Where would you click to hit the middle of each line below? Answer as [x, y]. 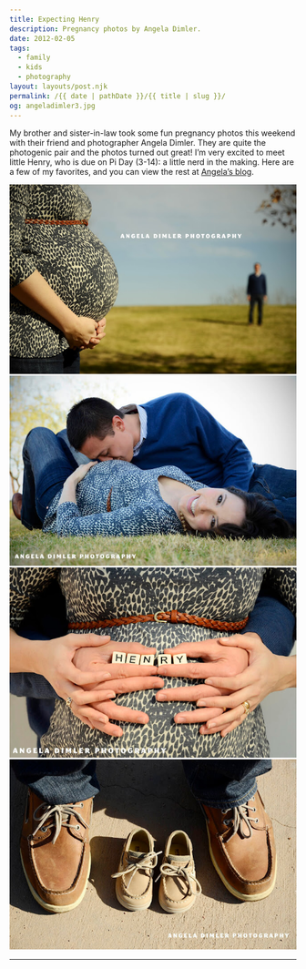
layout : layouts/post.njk [58, 87]
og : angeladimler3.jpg [52, 106]
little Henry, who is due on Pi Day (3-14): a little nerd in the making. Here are [152, 162]
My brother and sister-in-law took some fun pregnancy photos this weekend [153, 133]
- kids [30, 67]
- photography [44, 77]
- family [34, 58]
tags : [20, 48]
